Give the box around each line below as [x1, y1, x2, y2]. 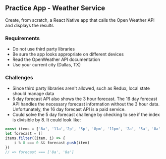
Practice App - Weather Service [5, 4, 106, 12]
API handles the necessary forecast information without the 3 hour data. [12, 101, 160, 107]
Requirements [5, 35, 40, 42]
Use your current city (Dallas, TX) [12, 62, 81, 68]
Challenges [5, 74, 33, 81]
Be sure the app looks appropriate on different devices [12, 52, 124, 57]
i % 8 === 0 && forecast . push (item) [14, 141, 90, 146]
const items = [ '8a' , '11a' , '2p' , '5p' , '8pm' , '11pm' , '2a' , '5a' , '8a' [5, 126, 161, 132]
